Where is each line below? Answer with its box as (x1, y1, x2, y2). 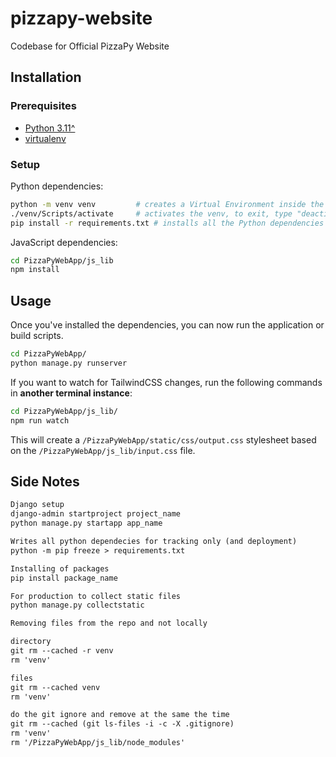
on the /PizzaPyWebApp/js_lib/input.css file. (10, 444, 196, 456)
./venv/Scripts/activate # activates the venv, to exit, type (10, 208, 293, 219)
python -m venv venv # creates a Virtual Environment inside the (10, 199, 325, 209)
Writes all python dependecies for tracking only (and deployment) (10, 537, 298, 547)
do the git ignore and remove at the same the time (10, 710, 230, 720)
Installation (10, 69, 82, 86)
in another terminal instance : (10, 387, 133, 399)
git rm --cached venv (10, 682, 101, 692)
